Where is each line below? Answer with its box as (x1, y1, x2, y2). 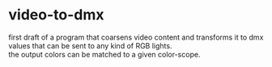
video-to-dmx (8, 6, 104, 24)
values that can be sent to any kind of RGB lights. (8, 40, 172, 50)
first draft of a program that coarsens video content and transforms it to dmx (8, 32, 264, 42)
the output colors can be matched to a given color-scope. (8, 49, 201, 59)
